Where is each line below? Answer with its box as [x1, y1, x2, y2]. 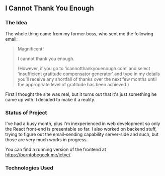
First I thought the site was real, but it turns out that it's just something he [5, 91, 157, 97]
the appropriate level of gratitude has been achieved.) [17, 81, 129, 87]
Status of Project [5, 109, 47, 116]
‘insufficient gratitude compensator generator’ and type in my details [17, 71, 160, 77]
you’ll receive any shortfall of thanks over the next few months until [17, 76, 157, 82]
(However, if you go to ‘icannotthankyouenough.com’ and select [17, 65, 150, 71]
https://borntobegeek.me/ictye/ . [5, 151, 72, 158]
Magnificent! [17, 45, 44, 52]
